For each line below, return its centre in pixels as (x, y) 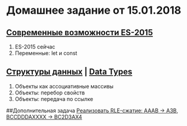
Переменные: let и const (46, 53)
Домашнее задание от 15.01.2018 (94, 10)
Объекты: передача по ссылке (54, 99)
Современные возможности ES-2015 (80, 33)
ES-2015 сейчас (35, 47)
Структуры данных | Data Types (69, 72)
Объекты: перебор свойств (50, 93)
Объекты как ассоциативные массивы (64, 86)
